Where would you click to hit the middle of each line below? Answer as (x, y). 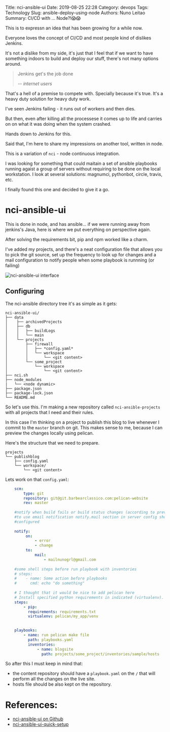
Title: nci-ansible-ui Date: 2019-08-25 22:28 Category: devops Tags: (77, 7)
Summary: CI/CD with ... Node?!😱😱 (43, 18)
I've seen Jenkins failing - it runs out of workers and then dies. (70, 109)
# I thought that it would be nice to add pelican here (75, 593)
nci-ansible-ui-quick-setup (41, 724)
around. (13, 64)
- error (43, 541)
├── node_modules (24, 379)
